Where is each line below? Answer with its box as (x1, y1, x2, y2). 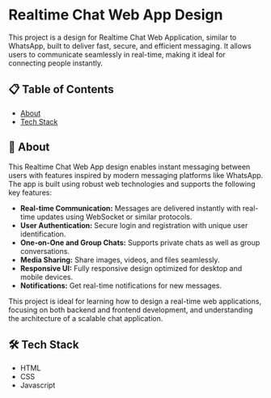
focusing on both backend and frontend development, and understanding (8, 305, 253, 315)
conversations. (19, 246, 70, 256)
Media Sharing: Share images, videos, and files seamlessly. (19, 255, 220, 265)
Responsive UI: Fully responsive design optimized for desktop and (19, 263, 243, 273)
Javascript (19, 380, 56, 390)
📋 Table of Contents (8, 83, 115, 96)
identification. (19, 229, 66, 239)
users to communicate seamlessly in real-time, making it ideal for (8, 49, 226, 59)
